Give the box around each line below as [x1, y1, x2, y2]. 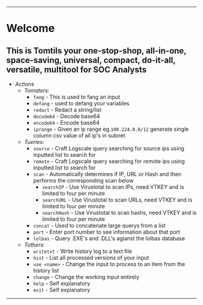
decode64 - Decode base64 [33, 113, 101, 120]
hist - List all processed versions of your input [33, 254, 149, 261]
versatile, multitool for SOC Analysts [6, 64, 147, 74]
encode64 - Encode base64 [33, 119, 100, 126]
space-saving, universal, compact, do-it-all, [6, 55, 176, 65]
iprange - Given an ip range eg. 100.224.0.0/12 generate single [33, 125, 189, 133]
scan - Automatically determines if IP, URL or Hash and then [33, 171, 182, 177]
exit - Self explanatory [33, 286, 91, 294]
